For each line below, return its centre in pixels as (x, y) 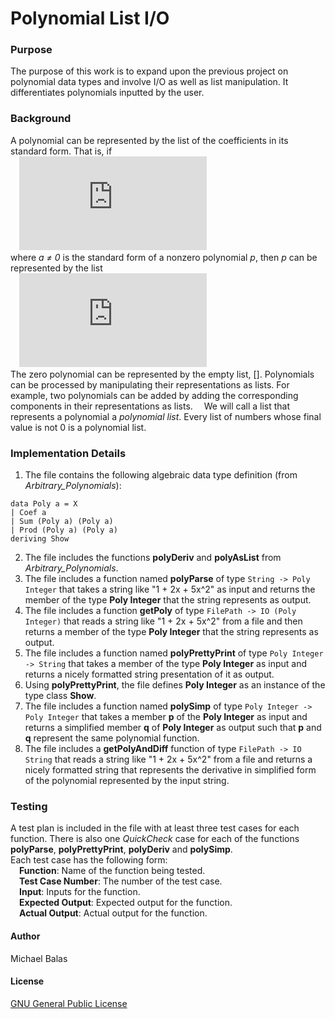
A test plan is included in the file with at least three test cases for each (155, 828)
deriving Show (40, 539)
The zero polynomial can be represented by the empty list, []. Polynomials (162, 374)
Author (25, 936)
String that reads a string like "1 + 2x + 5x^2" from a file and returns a (168, 759)
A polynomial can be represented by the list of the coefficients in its (149, 140)
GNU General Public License (69, 1003)
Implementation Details (68, 453)
